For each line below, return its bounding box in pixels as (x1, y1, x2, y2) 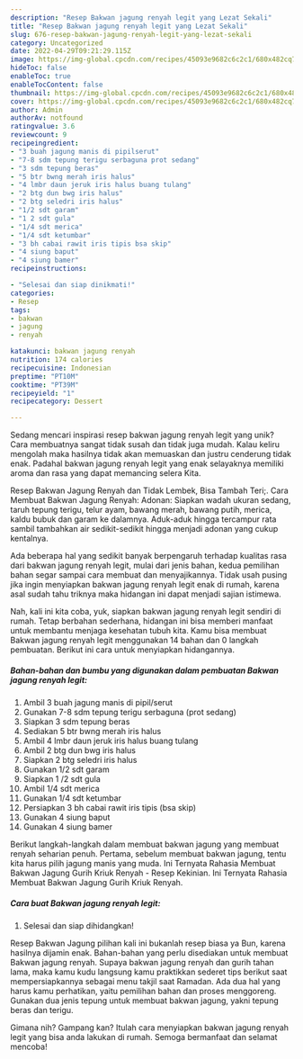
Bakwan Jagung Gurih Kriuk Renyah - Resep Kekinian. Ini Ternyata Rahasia (10, 867, 288, 878)
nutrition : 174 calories (10, 355, 103, 364)
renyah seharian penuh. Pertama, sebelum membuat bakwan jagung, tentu (10, 848, 287, 859)
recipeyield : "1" (10, 389, 76, 398)
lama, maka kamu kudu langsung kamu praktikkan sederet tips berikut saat (10, 966, 288, 977)
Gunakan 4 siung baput (22, 812, 111, 823)
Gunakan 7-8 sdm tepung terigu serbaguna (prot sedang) (22, 707, 237, 718)
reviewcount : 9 (10, 130, 67, 139)
